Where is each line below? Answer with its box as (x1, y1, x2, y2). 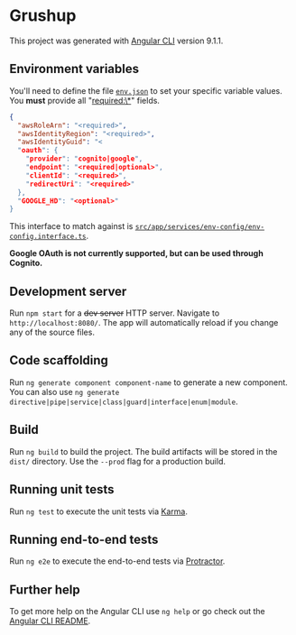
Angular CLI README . (9, 615, 91, 627)
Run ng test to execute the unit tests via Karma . (9, 506, 188, 517)
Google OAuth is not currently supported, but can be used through (9, 248, 264, 259)
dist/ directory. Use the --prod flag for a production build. (9, 456, 226, 466)
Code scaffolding (9, 353, 108, 368)
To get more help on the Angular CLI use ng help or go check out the (9, 606, 265, 617)
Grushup (9, 5, 77, 26)
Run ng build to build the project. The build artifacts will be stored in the (9, 446, 278, 456)
